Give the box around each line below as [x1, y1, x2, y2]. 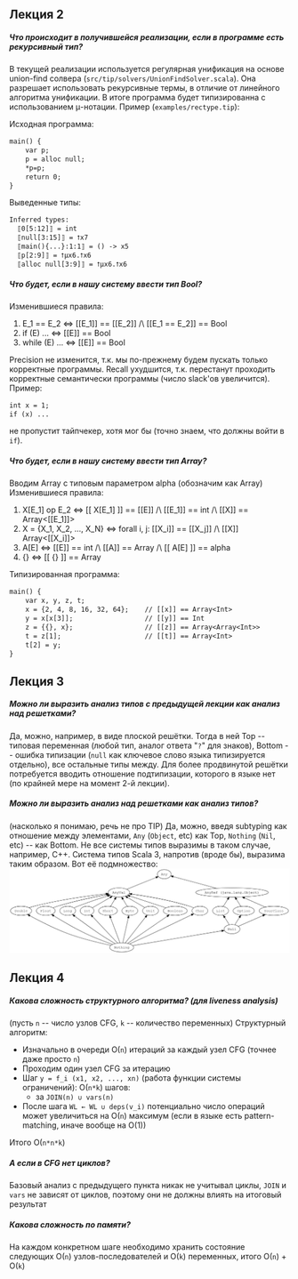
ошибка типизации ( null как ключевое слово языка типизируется [14, 749, 265, 760]
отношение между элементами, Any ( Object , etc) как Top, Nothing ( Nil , [9, 830, 276, 841]
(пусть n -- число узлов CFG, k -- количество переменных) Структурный [9, 1018, 286, 1028]
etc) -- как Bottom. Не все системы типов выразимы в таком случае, [9, 840, 271, 850]
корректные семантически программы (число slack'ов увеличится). [9, 374, 270, 384]
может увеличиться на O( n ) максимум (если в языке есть [21, 1111, 243, 1122]
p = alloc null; [25, 155, 86, 164]
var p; [25, 146, 50, 155]
